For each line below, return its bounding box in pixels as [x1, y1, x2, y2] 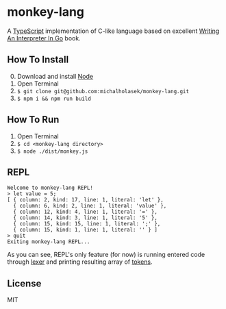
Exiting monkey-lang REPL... [7, 238, 90, 245]
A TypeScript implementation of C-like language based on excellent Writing [7, 27, 220, 35]
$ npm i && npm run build [16, 95, 91, 102]
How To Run [7, 114, 60, 125]
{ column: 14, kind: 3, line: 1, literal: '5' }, [13, 214, 158, 221]
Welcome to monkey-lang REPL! [7, 184, 94, 192]
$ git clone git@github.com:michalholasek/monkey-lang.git [16, 88, 190, 95]
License [7, 277, 42, 289]
